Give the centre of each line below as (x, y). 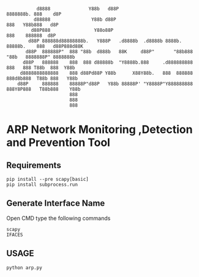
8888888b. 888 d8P (34, 14)
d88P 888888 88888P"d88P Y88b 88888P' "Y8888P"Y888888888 (105, 84)
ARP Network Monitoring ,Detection (99, 130)
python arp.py (24, 268)
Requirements (34, 165)
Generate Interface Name (56, 203)
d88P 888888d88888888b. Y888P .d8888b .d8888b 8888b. (105, 41)
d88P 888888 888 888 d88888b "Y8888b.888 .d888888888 (107, 63)
